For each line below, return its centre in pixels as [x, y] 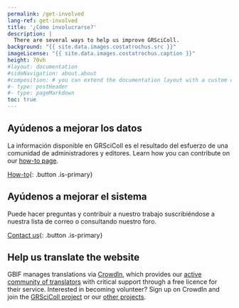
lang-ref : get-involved [43, 21]
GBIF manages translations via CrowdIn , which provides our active [105, 275]
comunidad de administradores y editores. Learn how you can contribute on [118, 153]
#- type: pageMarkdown [41, 93]
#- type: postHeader [38, 87]
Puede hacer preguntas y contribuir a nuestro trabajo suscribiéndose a [111, 214]
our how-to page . [33, 160]
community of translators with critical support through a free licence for [112, 282]
